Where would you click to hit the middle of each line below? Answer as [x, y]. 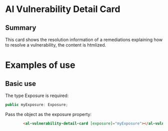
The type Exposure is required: [37, 95]
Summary [21, 28]
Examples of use [40, 65]
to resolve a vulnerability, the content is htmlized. [56, 45]
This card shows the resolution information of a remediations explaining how [84, 39]
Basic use [21, 83]
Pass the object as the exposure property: [48, 114]
